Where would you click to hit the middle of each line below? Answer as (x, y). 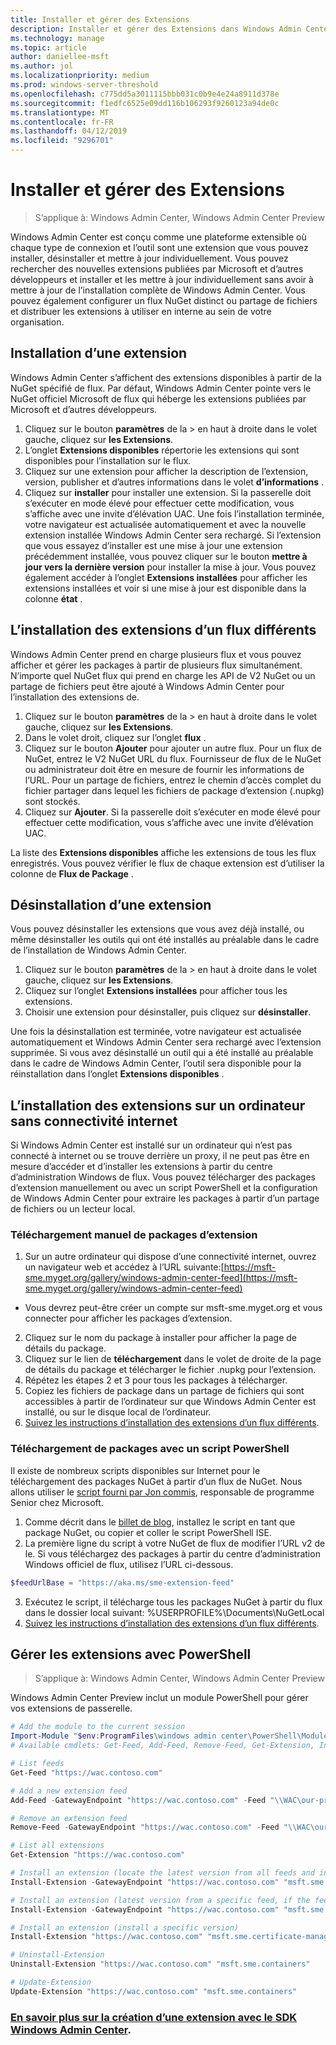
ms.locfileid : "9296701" (62, 141)
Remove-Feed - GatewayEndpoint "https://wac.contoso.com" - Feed (145, 1827)
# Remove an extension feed (69, 1818)
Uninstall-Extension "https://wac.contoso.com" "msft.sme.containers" (160, 1964)
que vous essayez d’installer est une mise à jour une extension (153, 545)
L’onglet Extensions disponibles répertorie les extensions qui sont (162, 450)
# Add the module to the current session (98, 1727)
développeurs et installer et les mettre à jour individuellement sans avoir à (162, 279)
